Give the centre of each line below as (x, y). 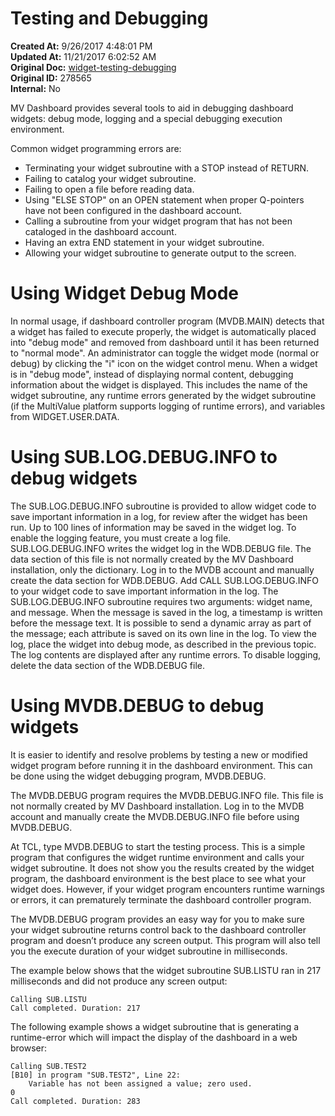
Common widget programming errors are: (96, 148)
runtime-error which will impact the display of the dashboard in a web (154, 1037)
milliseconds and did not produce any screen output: (119, 981)
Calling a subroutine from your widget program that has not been (158, 221)
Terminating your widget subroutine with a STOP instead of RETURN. (167, 168)
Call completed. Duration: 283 (75, 1101)
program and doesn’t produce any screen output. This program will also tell (165, 940)
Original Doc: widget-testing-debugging (93, 67)
